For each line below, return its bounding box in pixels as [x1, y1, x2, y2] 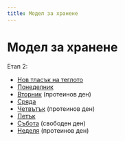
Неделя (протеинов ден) [16, 126, 89, 134]
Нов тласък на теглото [16, 75, 84, 84]
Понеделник [16, 83, 54, 91]
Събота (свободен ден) [16, 119, 86, 127]
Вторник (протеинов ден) [16, 90, 91, 98]
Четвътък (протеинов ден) [16, 104, 95, 113]
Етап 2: [7, 62, 28, 70]
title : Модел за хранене [7, 10, 78, 17]
